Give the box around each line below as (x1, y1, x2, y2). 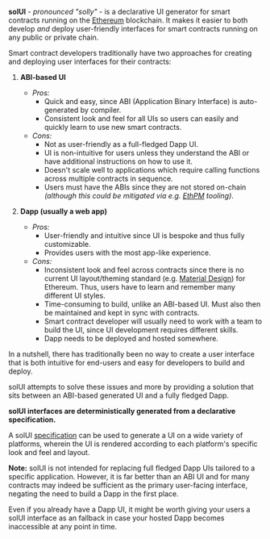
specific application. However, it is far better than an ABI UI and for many (8, 472, 250, 481)
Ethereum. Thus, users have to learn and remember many (44, 282, 236, 291)
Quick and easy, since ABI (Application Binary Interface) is (44, 97, 238, 106)
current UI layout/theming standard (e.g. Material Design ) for (44, 274, 246, 283)
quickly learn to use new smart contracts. (44, 123, 182, 132)
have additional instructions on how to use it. (44, 157, 193, 166)
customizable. (44, 240, 91, 249)
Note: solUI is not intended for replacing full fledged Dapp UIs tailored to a (8, 463, 255, 473)
